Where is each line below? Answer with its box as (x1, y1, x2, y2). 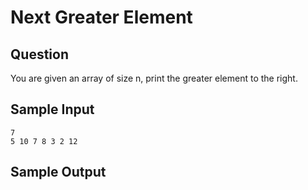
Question (10, 46, 69, 63)
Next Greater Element (10, 6, 193, 29)
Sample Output (10, 164, 107, 181)
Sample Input (10, 101, 95, 118)
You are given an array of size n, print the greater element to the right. (10, 72, 298, 84)
